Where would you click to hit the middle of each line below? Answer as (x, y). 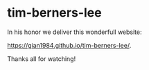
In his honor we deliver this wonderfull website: (74, 32)
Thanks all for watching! (42, 59)
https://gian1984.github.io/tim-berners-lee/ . (69, 45)
